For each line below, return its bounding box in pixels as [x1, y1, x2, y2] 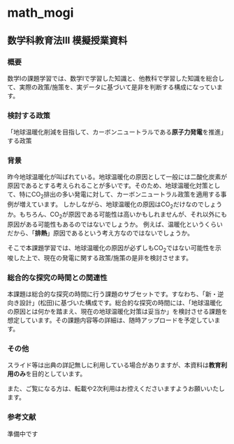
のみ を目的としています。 [13, 369, 87, 378]
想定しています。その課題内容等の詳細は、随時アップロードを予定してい [7, 316, 214, 324]
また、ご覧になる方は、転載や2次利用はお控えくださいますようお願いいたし [7, 385, 226, 393]
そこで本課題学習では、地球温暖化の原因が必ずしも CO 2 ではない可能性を [7, 243, 216, 254]
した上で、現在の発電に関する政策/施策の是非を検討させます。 [13, 253, 193, 262]
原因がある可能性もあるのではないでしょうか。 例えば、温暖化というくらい [7, 220, 224, 228]
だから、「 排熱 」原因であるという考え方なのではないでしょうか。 [7, 229, 194, 237]
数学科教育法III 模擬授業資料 [7, 34, 128, 46]
